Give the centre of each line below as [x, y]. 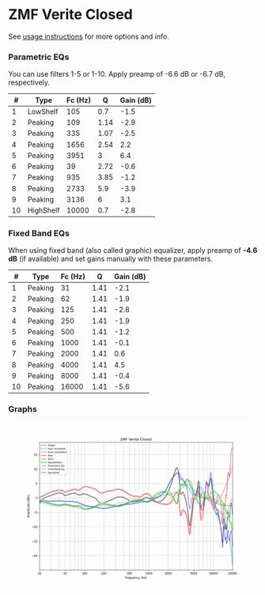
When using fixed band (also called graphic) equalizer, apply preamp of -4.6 [133, 250]
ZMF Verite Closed [70, 15]
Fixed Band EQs [39, 233]
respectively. [29, 83]
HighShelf [44, 210]
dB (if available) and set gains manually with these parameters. [111, 259]
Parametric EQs [39, 57]
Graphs [23, 409]
